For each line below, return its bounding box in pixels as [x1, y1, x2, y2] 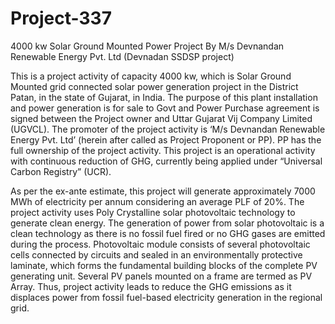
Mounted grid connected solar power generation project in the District [10, 80, 299, 92]
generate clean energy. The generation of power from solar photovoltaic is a [10, 217, 325, 229]
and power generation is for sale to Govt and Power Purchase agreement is [10, 102, 320, 114]
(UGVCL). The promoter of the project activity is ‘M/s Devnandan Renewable [10, 123, 326, 135]
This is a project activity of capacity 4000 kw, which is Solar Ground [10, 70, 292, 82]
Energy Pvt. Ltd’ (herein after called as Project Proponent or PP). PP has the [10, 133, 322, 146]
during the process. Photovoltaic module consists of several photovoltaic [10, 238, 311, 250]
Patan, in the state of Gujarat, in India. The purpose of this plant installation [10, 91, 318, 103]
